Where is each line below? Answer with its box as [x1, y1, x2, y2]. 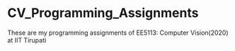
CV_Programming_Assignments [7, 5, 199, 21]
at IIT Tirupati [7, 35, 47, 44]
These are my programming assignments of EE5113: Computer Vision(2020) [7, 28, 229, 37]
